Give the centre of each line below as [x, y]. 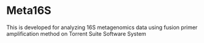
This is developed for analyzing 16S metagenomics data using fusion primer [102, 27]
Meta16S [29, 11]
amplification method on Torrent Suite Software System [76, 33]
